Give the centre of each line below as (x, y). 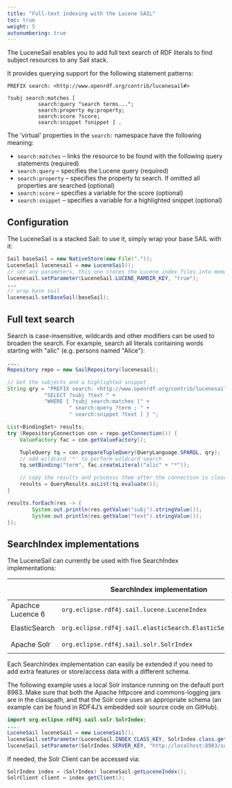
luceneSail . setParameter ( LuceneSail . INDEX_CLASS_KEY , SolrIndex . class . (112, 739)
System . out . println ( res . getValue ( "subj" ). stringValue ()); (117, 509)
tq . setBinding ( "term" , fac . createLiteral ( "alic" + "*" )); (105, 465)
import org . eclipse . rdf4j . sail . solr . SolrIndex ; (77, 720)
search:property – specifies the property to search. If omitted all (108, 178)
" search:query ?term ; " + (109, 408)
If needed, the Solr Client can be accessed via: (74, 759)
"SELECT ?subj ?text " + (80, 395)
